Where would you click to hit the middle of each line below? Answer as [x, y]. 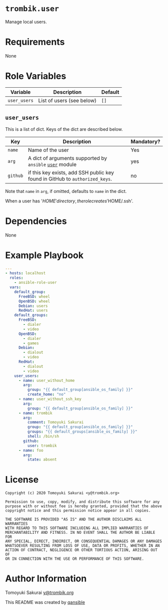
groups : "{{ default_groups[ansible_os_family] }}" [82, 432]
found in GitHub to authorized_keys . [70, 178]
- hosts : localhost [25, 273]
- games [31, 343]
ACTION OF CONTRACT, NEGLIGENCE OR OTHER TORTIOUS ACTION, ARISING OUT [81, 550]
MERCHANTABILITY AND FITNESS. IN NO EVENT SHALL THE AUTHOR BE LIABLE [80, 533]
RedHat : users [33, 311]
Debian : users [33, 306]
